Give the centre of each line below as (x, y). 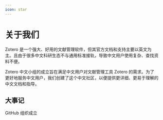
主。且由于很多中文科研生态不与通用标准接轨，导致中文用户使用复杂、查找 (80, 55)
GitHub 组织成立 (21, 113)
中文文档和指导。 (22, 84)
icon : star (16, 9)
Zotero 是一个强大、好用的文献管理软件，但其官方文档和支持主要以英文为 (78, 49)
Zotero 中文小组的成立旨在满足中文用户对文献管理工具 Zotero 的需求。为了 (80, 72)
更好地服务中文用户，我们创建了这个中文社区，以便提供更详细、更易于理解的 (82, 77)
